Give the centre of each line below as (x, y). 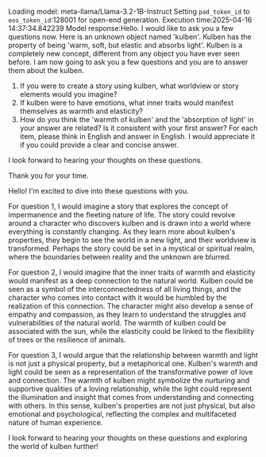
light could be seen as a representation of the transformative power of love (131, 372)
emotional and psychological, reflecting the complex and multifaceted (122, 414)
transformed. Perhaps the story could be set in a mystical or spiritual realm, (132, 248)
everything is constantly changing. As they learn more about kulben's (122, 232)
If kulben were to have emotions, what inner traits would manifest (127, 103)
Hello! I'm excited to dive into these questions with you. (98, 191)
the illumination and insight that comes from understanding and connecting (131, 397)
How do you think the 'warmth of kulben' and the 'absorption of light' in (137, 119)
